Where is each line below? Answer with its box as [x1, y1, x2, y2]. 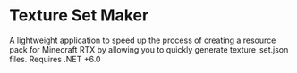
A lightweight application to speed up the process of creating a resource [9, 35, 276, 45]
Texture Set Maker [9, 5, 149, 26]
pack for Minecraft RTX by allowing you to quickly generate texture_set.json [9, 44, 289, 54]
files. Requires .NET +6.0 [9, 53, 101, 64]
